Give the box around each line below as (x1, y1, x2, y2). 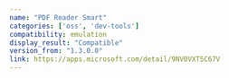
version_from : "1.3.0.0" (9, 47, 103, 56)
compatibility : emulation (9, 30, 107, 39)
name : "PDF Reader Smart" (9, 13, 107, 22)
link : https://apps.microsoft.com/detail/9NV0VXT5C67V (9, 55, 221, 64)
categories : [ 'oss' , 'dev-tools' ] (9, 22, 140, 30)
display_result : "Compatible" (9, 38, 124, 48)
